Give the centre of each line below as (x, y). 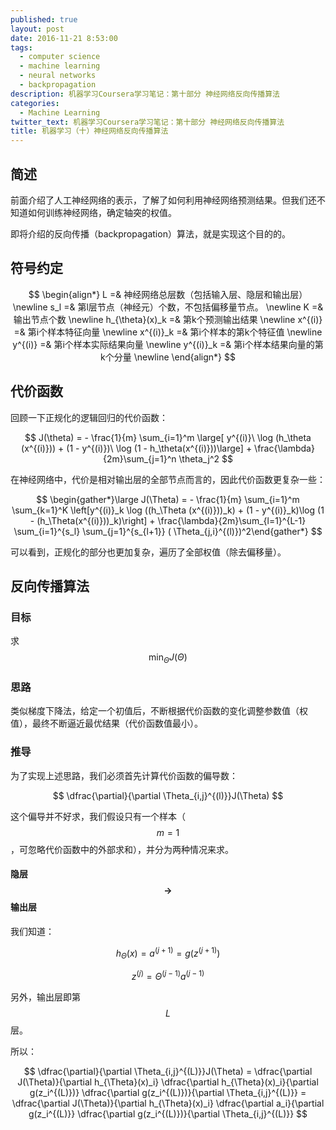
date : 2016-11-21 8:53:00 (64, 38)
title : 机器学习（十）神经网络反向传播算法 (89, 131)
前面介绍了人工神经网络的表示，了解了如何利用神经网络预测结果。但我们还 (163, 200)
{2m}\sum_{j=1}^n (139, 458)
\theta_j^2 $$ (206, 458)
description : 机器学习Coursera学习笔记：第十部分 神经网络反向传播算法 (145, 94)
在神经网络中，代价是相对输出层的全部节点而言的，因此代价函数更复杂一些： (168, 479)
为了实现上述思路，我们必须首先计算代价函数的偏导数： (124, 775)
